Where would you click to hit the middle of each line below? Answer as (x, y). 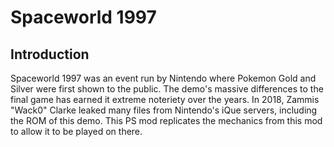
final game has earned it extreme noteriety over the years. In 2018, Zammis (165, 99)
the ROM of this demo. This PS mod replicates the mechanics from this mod (166, 120)
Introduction (50, 54)
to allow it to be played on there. (76, 131)
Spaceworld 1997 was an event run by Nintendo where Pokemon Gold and (163, 78)
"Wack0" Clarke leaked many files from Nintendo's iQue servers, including (164, 110)
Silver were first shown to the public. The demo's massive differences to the (167, 89)
